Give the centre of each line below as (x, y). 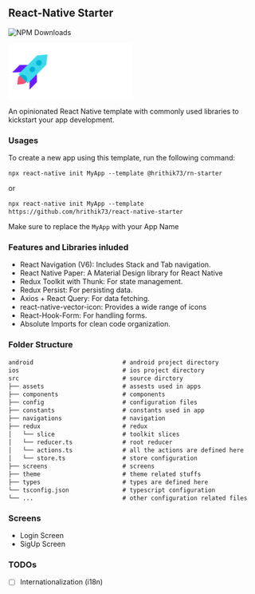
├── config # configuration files (103, 402)
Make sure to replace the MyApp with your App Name (94, 227)
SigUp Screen (43, 544)
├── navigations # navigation (87, 418)
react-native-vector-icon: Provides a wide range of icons (113, 307)
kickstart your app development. (61, 120)
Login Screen (41, 535)
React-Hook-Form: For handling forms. (83, 315)
